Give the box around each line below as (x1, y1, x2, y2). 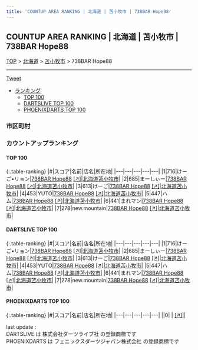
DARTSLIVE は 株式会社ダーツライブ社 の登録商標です (6, 330, 137, 337)
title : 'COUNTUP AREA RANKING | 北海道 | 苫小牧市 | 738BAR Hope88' (6, 8, 172, 15)
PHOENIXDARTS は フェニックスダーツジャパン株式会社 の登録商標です (6, 338, 180, 345)
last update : (6, 323, 37, 330)
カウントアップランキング (6, 139, 78, 148)
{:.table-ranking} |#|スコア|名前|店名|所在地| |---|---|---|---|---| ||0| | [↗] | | (6, 311, 186, 318)
